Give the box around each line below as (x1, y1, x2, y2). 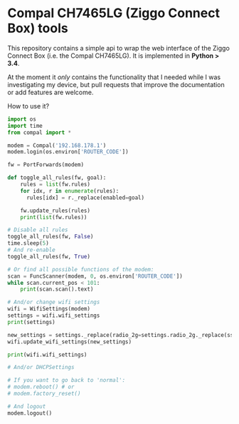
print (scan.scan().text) (20, 286, 94, 293)
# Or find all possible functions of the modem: (7, 266, 154, 273)
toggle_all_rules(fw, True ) (7, 253, 91, 260)
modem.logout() (7, 409, 53, 417)
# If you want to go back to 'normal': (7, 377, 126, 384)
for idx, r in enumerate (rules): (20, 187, 119, 194)
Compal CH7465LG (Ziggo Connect (7, 5, 221, 21)
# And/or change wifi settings (7, 298, 100, 306)
